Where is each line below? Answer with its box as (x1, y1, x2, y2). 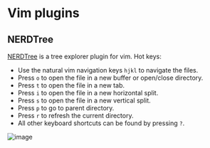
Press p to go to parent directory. (17, 104, 115, 112)
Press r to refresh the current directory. (17, 112, 134, 120)
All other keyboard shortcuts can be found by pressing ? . (17, 119, 185, 127)
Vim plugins (7, 5, 80, 21)
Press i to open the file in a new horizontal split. (17, 89, 159, 97)
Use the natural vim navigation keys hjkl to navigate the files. (17, 66, 199, 74)
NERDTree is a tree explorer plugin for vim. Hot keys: (7, 52, 162, 60)
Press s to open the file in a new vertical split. (17, 96, 151, 105)
